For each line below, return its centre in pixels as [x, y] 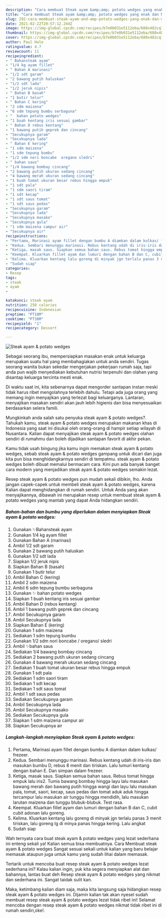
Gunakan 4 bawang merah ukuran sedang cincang [64, 662]
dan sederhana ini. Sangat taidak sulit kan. [49, 880]
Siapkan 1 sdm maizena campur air [48, 720]
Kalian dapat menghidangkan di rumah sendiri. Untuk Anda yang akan [77, 490]
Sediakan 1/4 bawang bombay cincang [52, 652]
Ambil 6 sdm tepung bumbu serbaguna [53, 588]
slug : [11, 19]
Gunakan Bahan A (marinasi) [42, 540]
